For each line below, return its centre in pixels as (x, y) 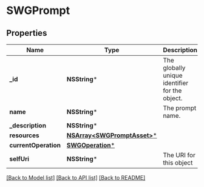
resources (24, 135)
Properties (27, 33)
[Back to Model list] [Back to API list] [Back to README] (76, 178)
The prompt (180, 108)
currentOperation (35, 145)
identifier (176, 83)
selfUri (19, 159)
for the (172, 90)
